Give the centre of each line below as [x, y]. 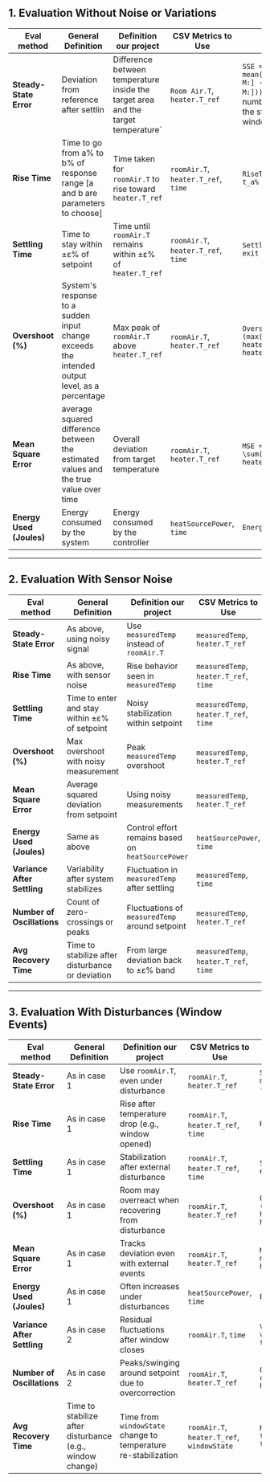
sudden [76, 315]
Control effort [152, 827]
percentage [84, 395]
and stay [82, 708]
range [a [78, 182]
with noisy [86, 761]
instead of [145, 643]
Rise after [137, 1104]
